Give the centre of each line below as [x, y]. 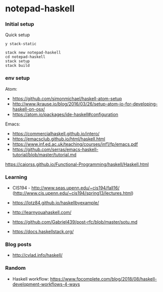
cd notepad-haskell [25, 57]
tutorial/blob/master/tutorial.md [44, 155]
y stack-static [21, 44]
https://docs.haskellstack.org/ [43, 232]
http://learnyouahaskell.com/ [42, 212]
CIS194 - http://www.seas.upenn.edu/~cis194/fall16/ [66, 188]
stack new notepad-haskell [33, 53]
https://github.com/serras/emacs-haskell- [55, 149]
